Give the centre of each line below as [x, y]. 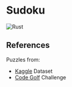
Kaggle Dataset [34, 71]
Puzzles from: [23, 59]
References [28, 45]
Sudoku [26, 10]
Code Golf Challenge [40, 77]
